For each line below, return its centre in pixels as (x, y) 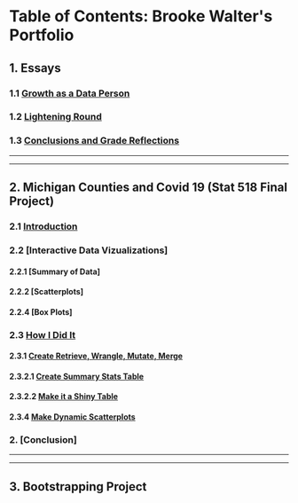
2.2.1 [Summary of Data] (55, 271)
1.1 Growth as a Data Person (70, 93)
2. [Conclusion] (43, 439)
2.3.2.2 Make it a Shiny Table (63, 397)
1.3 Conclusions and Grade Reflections (94, 141)
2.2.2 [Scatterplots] (47, 292)
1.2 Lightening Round (55, 117)
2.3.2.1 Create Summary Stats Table (77, 376)
